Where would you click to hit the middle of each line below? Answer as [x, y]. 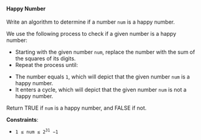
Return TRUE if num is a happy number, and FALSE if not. [76, 108]
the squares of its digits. [45, 58]
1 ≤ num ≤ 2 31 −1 [37, 131]
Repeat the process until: [46, 65]
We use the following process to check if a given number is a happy [91, 34]
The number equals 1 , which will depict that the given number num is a [102, 77]
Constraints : [22, 120]
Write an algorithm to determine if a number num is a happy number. [91, 22]
